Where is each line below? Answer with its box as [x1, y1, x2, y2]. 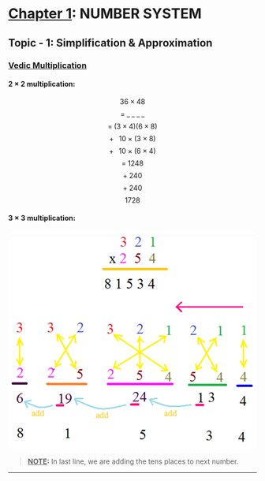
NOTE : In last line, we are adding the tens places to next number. [27, 457, 239, 466]
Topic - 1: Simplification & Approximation [8, 36, 213, 50]
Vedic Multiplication [8, 60, 87, 71]
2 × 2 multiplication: [8, 80, 76, 89]
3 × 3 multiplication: [8, 214, 77, 223]
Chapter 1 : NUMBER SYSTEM [8, 5, 202, 23]
